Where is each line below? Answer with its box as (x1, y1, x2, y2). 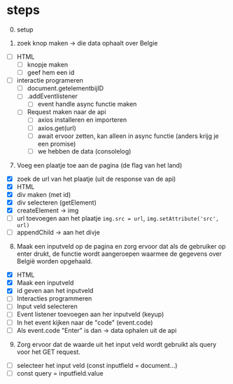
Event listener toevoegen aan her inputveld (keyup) (16, 310, 164, 319)
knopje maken (27, 60, 68, 69)
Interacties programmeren (16, 294, 92, 303)
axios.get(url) (37, 123, 76, 132)
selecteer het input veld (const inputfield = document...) (16, 361, 178, 369)
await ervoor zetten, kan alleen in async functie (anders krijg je (37, 132, 219, 140)
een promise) (37, 139, 76, 148)
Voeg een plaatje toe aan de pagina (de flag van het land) (16, 160, 183, 170)
